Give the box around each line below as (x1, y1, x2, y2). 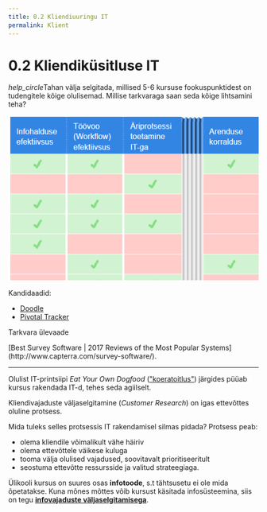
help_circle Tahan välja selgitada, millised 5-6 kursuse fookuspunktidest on (8, 83, 252, 92)
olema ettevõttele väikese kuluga (19, 445, 128, 455)
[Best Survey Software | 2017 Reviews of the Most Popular (8, 343, 199, 352)
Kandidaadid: (8, 288, 52, 297)
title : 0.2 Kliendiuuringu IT (8, 13, 109, 21)
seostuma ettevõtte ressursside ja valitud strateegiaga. (19, 462, 199, 472)
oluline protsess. (8, 406, 63, 416)
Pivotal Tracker (19, 312, 70, 321)
